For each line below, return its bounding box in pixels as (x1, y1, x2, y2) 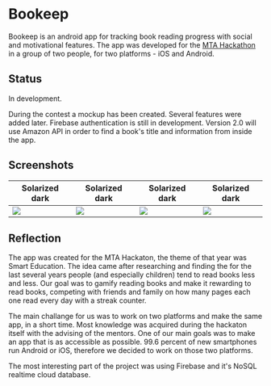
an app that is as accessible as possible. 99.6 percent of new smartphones (8, 337, 257, 347)
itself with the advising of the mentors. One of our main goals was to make (8, 329, 256, 338)
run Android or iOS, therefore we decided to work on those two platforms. (8, 346, 253, 355)
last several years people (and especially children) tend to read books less (8, 270, 256, 279)
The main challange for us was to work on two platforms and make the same (8, 312, 263, 321)
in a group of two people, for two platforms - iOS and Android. (8, 48, 215, 58)
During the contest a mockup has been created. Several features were (8, 109, 242, 119)
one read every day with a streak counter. (8, 296, 147, 305)
